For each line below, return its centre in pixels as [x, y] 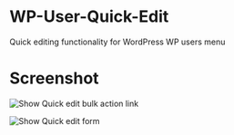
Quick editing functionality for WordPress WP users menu [117, 42]
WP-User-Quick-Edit [89, 17]
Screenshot [54, 78]
